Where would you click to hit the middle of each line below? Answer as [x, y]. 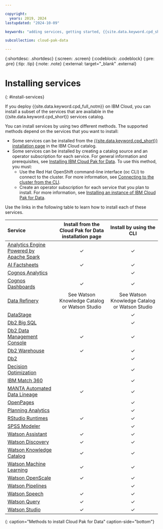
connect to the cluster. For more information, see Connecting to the [87, 177]
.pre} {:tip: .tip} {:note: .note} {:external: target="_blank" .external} [71, 64]
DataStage [19, 315]
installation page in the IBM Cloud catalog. [54, 146]
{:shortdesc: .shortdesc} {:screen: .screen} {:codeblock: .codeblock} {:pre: [80, 58]
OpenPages [21, 402]
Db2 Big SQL [22, 323]
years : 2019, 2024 [28, 18]
